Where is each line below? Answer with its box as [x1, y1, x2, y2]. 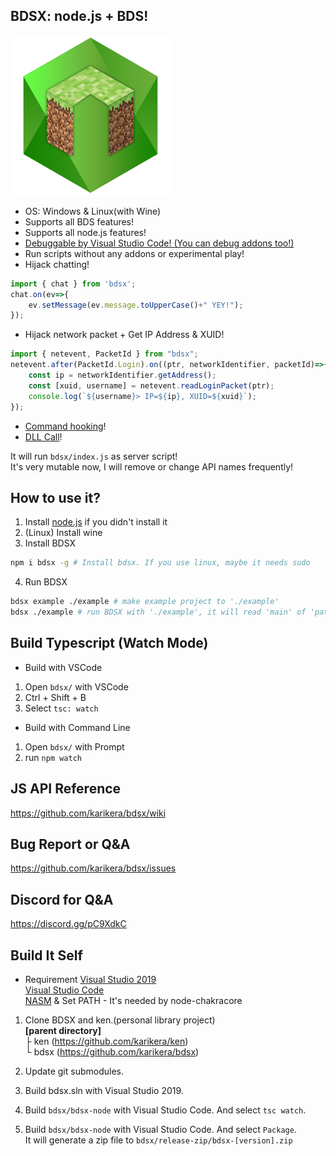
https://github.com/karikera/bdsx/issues [10, 862, 177, 874]
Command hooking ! [24, 420, 107, 432]
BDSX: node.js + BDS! [10, 8, 149, 25]
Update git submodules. [24, 1065, 124, 1078]
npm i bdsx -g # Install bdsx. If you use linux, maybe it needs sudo [10, 558, 311, 568]
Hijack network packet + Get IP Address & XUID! [24, 329, 225, 341]
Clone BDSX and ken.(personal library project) [24, 1014, 216, 1026]
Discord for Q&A [10, 891, 114, 908]
